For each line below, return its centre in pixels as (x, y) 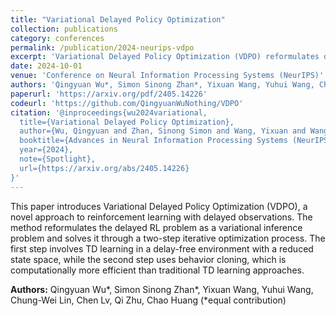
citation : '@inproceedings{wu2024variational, (109, 112)
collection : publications (64, 29)
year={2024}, (46, 150)
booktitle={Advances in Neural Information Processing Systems (153, 141)
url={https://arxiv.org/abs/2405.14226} (104, 168)
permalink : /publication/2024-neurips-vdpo (102, 47)
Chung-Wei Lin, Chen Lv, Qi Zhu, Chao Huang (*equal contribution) (148, 300)
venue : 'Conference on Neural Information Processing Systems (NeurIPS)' (167, 76)
